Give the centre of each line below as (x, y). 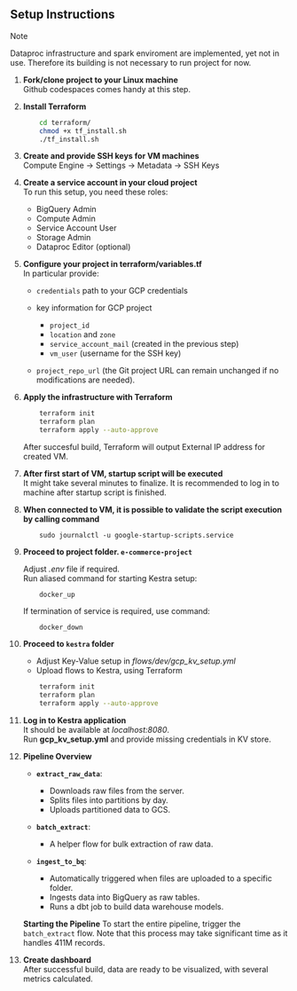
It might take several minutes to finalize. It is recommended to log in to (151, 484)
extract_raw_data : (69, 773)
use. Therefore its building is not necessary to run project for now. (131, 62)
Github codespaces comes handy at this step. (107, 89)
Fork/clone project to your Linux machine (100, 80)
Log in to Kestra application (74, 720)
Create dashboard (57, 960)
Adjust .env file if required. (71, 569)
